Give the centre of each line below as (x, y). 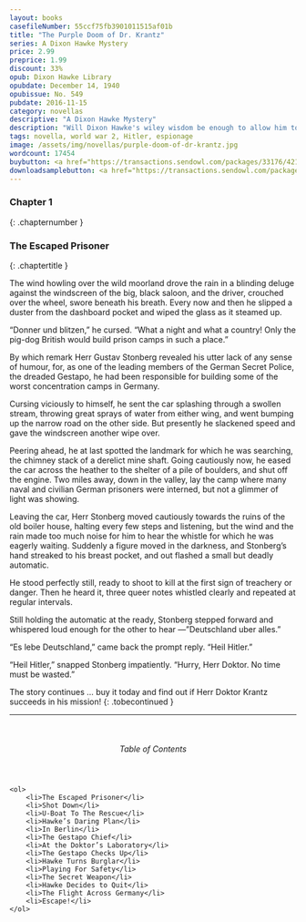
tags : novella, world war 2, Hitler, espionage (102, 137)
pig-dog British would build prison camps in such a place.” (119, 339)
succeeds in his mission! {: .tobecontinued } (92, 702)
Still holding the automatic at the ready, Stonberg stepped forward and (142, 620)
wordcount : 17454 (42, 153)
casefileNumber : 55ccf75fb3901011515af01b (91, 26)
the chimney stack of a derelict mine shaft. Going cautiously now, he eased (150, 460)
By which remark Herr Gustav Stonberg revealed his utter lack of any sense (151, 357)
